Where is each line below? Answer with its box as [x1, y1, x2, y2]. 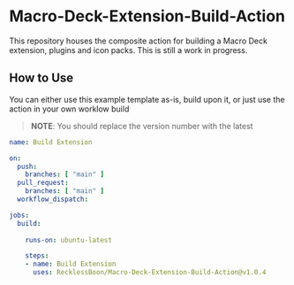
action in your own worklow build [9, 104, 130, 114]
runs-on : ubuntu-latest [25, 235, 113, 244]
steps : [25, 251, 49, 260]
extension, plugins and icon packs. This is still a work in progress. [9, 44, 248, 55]
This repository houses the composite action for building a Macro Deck [9, 35, 268, 46]
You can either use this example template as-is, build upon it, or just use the [9, 94, 285, 104]
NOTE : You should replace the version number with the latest [30, 120, 253, 131]
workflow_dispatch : [17, 195, 89, 204]
